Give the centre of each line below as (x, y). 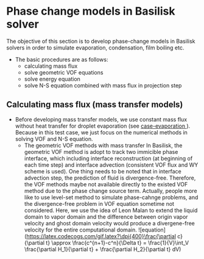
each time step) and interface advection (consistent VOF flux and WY (111, 165)
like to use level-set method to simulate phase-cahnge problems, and (111, 197)
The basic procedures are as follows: (62, 59)
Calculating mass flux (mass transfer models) (95, 105)
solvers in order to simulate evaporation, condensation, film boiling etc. (95, 48)
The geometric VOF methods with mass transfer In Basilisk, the (103, 145)
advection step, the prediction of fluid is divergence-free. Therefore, (110, 178)
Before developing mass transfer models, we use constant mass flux (101, 119)
